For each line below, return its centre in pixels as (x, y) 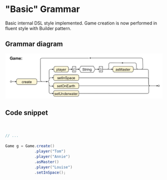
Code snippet (27, 113)
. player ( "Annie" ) (52, 156)
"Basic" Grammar (42, 9)
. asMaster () (46, 162)
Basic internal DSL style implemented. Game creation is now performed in (81, 23)
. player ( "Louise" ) (53, 167)
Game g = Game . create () (30, 146)
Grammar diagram (34, 44)
